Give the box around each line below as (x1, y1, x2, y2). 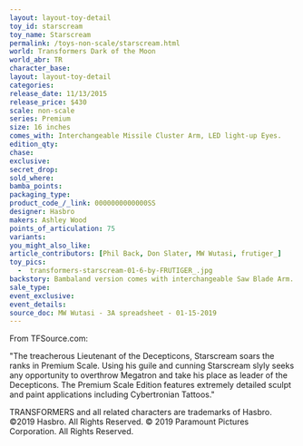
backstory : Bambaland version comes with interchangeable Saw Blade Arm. (9, 275, 295, 284)
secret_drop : (9, 165, 59, 174)
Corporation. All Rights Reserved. (9, 426, 134, 437)
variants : (9, 232, 47, 241)
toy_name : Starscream (9, 30, 92, 39)
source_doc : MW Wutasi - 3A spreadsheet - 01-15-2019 (9, 308, 218, 317)
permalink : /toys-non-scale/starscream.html (9, 38, 181, 48)
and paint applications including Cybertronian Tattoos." (9, 389, 215, 400)
